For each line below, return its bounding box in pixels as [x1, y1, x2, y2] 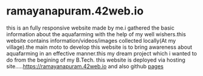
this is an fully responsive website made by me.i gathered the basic [6, 24, 175, 31]
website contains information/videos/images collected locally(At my [6, 37, 176, 44]
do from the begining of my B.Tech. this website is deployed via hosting [6, 56, 185, 63]
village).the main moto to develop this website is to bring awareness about [6, 43, 193, 51]
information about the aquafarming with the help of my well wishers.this [6, 30, 187, 37]
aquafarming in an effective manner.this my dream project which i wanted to [6, 49, 198, 57]
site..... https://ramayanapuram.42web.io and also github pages [6, 62, 164, 70]
